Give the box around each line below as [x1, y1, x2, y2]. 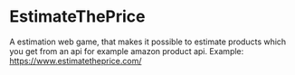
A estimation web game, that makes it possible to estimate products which [9, 36, 287, 47]
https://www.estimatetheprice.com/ [9, 55, 142, 66]
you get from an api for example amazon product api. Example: [9, 45, 244, 56]
